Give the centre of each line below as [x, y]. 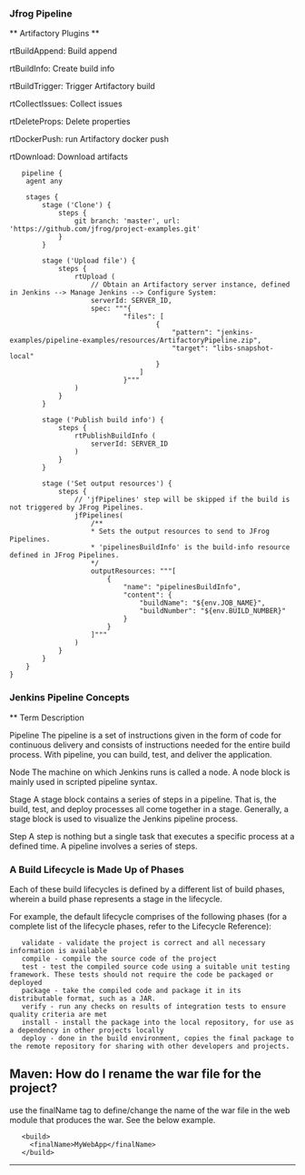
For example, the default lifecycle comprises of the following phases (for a [148, 916]
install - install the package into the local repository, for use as [158, 1022]
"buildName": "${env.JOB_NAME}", [202, 603]
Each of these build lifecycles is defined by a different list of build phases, [147, 889]
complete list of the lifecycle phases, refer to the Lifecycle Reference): [141, 926]
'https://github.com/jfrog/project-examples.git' [105, 229]
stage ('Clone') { [77, 206]
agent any [44, 181]
